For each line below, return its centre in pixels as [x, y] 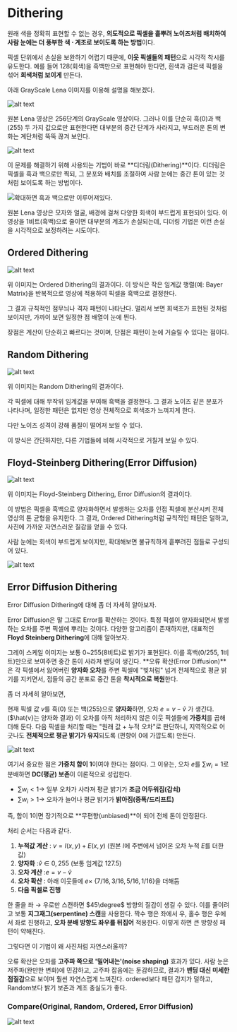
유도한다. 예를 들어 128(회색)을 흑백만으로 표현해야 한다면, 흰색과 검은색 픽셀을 [115, 66]
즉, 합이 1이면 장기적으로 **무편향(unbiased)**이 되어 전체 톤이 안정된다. [108, 815]
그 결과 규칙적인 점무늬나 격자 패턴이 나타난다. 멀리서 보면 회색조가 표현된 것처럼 [117, 308]
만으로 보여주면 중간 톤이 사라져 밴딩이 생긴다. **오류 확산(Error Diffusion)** [121, 661]
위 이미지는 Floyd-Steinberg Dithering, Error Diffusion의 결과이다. [100, 494]
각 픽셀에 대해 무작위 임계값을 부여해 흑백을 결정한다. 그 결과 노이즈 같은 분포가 [115, 401]
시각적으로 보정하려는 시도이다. [57, 230]
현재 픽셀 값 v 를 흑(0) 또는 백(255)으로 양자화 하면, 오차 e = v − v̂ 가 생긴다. [111, 709]
